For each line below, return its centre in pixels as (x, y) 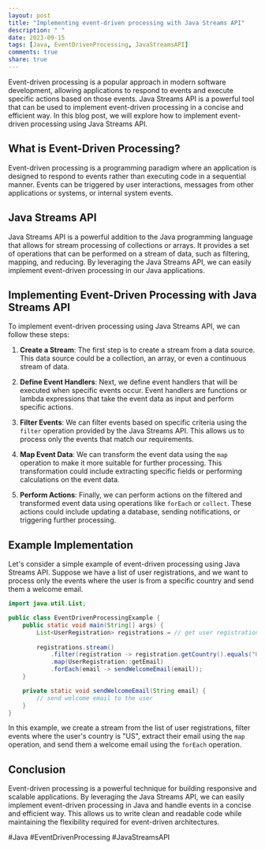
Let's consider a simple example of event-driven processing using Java (124, 564)
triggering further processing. (68, 520)
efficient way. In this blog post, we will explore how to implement (113, 115)
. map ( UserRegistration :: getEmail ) (107, 662)
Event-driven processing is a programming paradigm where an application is (132, 167)
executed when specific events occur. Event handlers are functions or (133, 391)
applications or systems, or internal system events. (91, 193)
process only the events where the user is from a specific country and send (131, 581)
